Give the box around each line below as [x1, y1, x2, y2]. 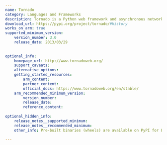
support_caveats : [14, 63, 50, 68]
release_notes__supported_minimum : [14, 118, 88, 124]
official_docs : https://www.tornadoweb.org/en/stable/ [23, 86, 139, 91]
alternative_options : [14, 68, 59, 73]
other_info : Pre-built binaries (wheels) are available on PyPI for [14, 128, 159, 133]
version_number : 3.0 [14, 35, 57, 40]
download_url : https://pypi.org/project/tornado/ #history [5, 21, 128, 26]
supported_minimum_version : [5, 30, 64, 35]
